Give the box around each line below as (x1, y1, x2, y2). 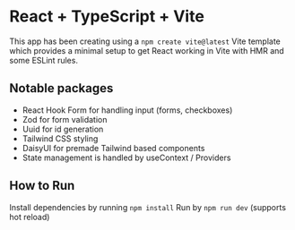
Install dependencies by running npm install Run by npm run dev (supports (9, 201, 287, 212)
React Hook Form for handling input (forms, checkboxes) (22, 105, 233, 115)
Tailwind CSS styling (22, 132, 99, 144)
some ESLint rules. (9, 55, 79, 65)
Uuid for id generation (22, 124, 104, 134)
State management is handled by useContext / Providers (22, 152, 231, 163)
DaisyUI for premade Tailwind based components (22, 142, 205, 153)
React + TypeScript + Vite (9, 6, 204, 27)
